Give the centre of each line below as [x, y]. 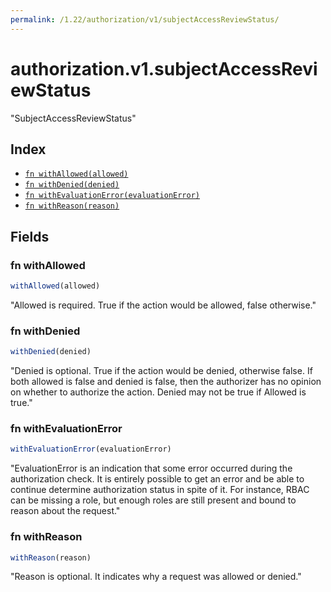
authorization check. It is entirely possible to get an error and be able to [157, 479]
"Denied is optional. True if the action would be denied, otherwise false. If [161, 371]
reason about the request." [65, 511]
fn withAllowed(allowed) [76, 174]
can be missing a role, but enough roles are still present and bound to [153, 500]
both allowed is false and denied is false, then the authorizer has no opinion [166, 382]
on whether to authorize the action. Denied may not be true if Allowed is [158, 392]
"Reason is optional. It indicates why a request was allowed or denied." [156, 577]
